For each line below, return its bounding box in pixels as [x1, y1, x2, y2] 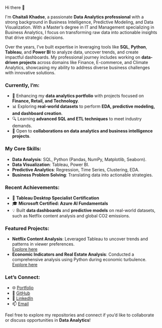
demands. [12, 123, 32, 129]
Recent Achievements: [5, 184, 59, 191]
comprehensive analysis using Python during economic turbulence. [12, 257, 147, 262]
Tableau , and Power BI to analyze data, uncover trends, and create [5, 49, 139, 55]
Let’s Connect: [5, 274, 40, 281]
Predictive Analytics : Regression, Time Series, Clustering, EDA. [12, 166, 140, 172]
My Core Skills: [5, 146, 42, 152]
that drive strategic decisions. [5, 34, 64, 40]
